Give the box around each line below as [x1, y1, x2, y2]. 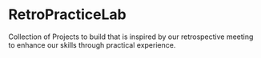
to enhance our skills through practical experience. [8, 40, 176, 49]
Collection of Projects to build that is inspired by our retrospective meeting [8, 32, 254, 41]
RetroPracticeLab [8, 6, 126, 24]
